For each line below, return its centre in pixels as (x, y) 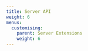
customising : (27, 28)
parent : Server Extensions (50, 33)
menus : (14, 22)
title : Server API (28, 11)
